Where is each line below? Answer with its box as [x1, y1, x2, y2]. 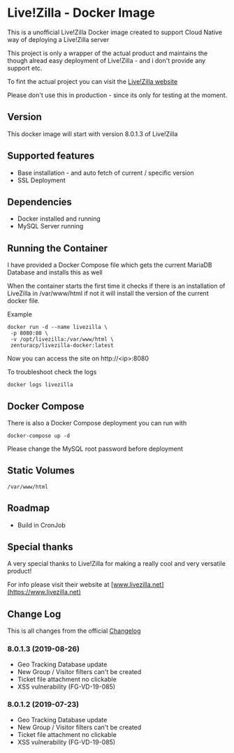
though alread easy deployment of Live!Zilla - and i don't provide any [7, 56, 206, 64]
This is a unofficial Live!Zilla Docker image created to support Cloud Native [7, 28, 222, 36]
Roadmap [7, 502, 50, 514]
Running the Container [7, 242, 108, 254]
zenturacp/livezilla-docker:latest [10, 342, 114, 349]
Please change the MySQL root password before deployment [7, 445, 184, 453]
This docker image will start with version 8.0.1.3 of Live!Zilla [7, 129, 178, 138]
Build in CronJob [17, 520, 66, 529]
